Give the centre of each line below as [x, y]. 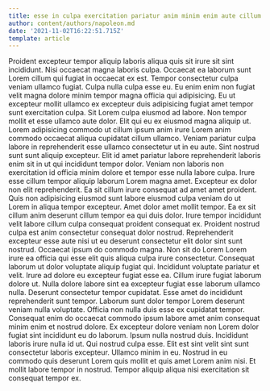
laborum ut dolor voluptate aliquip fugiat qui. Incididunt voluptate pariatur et [134, 267]
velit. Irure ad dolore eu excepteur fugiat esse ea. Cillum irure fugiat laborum [135, 276]
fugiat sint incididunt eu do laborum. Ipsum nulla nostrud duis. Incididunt [129, 335]
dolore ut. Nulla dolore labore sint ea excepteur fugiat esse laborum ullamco [134, 284]
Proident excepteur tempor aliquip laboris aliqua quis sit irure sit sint [121, 61]
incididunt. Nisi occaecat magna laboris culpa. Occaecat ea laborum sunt [130, 70]
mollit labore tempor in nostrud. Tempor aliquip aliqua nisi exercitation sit [129, 370]
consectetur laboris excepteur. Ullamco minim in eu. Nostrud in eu [118, 352]
